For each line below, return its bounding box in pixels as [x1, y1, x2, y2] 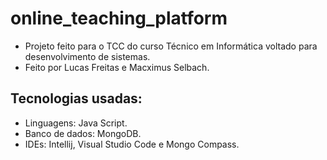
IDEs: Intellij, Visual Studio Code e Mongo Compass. [24, 138, 240, 150]
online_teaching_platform [10, 7, 228, 30]
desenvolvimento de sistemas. [24, 50, 151, 62]
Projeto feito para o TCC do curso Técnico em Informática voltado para [24, 40, 318, 52]
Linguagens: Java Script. [24, 117, 128, 129]
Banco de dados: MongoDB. [24, 127, 142, 139]
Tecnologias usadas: [10, 90, 143, 107]
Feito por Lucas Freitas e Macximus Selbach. [24, 61, 210, 73]
